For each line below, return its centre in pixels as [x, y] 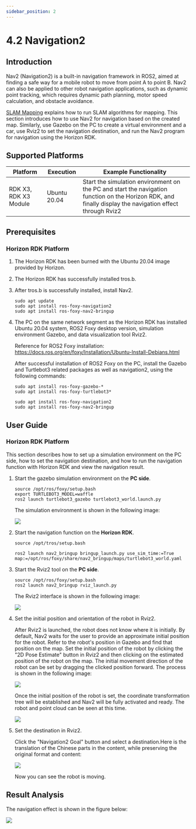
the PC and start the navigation [125, 189]
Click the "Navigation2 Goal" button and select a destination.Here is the [100, 742]
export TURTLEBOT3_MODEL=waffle [54, 494]
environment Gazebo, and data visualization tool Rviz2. [80, 335]
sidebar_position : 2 [31, 11]
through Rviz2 [102, 211]
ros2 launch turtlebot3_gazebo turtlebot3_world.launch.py [88, 499]
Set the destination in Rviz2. [48, 730]
